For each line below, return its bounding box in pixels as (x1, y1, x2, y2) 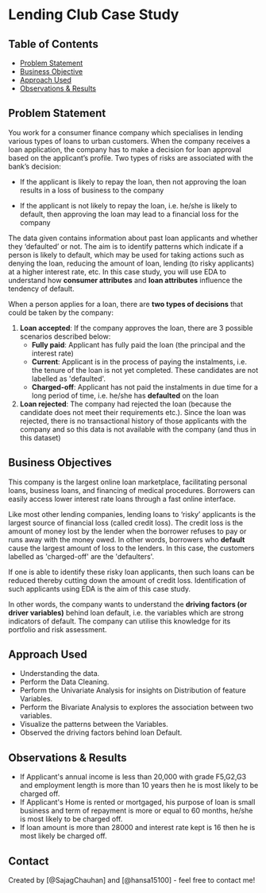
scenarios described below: (19, 332, 111, 341)
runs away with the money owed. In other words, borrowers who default (8, 534, 245, 544)
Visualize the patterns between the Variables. (19, 720, 168, 729)
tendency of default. (8, 284, 75, 293)
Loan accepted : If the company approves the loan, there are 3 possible (19, 323, 253, 332)
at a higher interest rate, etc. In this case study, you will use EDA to (8, 266, 226, 276)
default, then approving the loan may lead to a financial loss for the (19, 209, 239, 219)
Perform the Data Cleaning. (19, 678, 110, 687)
